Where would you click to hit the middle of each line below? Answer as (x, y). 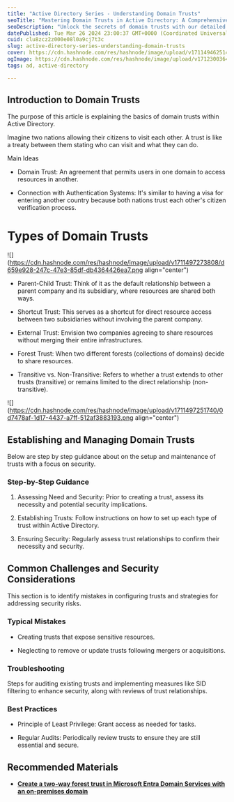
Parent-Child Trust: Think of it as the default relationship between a (114, 284)
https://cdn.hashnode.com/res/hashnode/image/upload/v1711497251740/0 (116, 410)
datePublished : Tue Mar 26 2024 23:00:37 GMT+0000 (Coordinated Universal (118, 33)
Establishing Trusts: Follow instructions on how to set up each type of (117, 518)
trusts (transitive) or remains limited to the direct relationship (104, 382)
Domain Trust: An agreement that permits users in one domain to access (121, 172)
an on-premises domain (53, 791)
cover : (17, 53)
